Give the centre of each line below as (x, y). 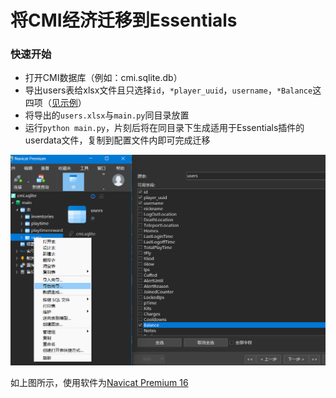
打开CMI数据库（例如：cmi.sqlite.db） (103, 78)
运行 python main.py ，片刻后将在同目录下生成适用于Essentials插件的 (164, 128)
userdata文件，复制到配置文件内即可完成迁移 (117, 140)
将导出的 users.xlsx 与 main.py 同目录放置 (107, 115)
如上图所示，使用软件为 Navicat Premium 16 (99, 382)
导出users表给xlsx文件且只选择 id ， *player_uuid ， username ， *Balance (168, 90)
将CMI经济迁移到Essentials (124, 20)
